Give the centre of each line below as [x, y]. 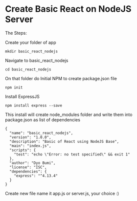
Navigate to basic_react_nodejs [37, 60]
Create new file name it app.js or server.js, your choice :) [62, 193]
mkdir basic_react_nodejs [31, 51]
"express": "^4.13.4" [36, 176]
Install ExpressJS [23, 96]
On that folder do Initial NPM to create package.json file [61, 78]
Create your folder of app [31, 42]
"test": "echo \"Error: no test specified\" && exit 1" [72, 154]
